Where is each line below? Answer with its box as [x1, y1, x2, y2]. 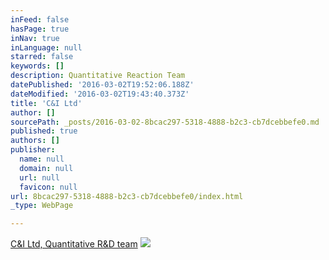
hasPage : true [10, 24, 70, 34]
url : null [19, 172, 60, 183]
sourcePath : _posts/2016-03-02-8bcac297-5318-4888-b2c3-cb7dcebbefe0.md [10, 117, 320, 127]
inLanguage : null [10, 42, 83, 53]
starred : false [10, 52, 74, 62]
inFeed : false [10, 14, 70, 25]
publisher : [10, 145, 56, 155]
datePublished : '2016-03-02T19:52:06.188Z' [10, 80, 195, 90]
